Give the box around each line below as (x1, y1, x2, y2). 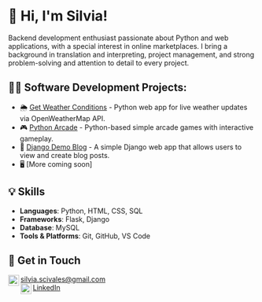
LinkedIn (32, 283, 61, 293)
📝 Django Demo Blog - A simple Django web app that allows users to (19, 142, 242, 152)
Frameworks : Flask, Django (19, 214, 110, 223)
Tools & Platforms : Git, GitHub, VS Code (19, 231, 151, 241)
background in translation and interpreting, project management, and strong (8, 50, 255, 59)
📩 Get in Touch (8, 253, 81, 267)
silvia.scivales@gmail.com (20, 274, 106, 284)
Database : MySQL (19, 223, 80, 232)
